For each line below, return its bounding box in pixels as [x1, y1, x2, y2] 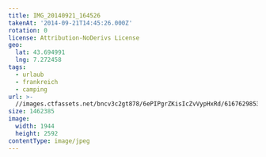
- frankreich [15, 78, 59, 86]
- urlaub [15, 71, 44, 78]
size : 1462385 [8, 108, 55, 116]
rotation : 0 [8, 26, 47, 34]
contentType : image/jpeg [8, 136, 90, 145]
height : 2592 [15, 129, 59, 137]
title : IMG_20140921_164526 [8, 11, 101, 20]
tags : [8, 63, 26, 71]
